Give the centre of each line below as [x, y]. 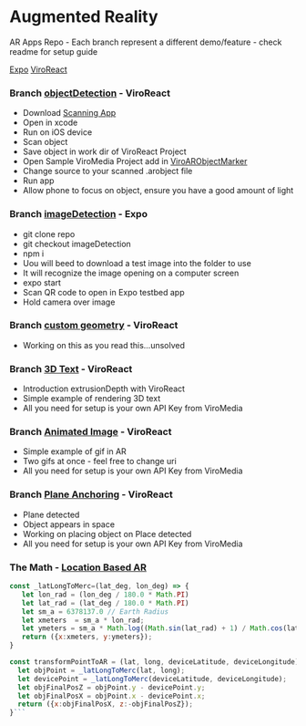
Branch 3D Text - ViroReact [71, 368]
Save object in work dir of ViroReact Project [104, 151]
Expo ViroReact [38, 69]
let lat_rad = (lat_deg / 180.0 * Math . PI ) [105, 603]
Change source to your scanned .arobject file [107, 171]
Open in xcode [50, 123]
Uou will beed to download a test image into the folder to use [137, 263]
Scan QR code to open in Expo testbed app [103, 292]
